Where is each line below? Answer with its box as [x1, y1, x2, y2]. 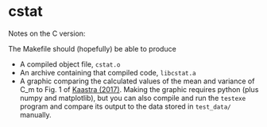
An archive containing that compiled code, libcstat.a [19, 67, 196, 77]
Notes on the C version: [8, 29, 86, 38]
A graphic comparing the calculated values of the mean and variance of [19, 76, 255, 86]
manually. [19, 110, 52, 119]
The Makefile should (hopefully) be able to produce [8, 44, 176, 53]
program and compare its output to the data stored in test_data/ [19, 102, 232, 111]
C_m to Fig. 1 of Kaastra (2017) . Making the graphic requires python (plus [19, 84, 259, 94]
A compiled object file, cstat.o [19, 59, 121, 69]
